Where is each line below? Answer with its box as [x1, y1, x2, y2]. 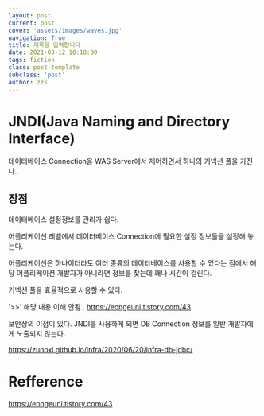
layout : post [8, 11, 52, 20]
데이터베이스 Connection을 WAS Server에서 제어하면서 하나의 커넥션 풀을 [8, 157, 239, 166]
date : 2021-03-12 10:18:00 [8, 49, 98, 56]
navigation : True [8, 33, 66, 42]
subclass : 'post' [8, 71, 66, 79]
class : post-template [8, 64, 80, 72]
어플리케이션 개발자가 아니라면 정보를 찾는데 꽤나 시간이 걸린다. [16, 268, 212, 278]
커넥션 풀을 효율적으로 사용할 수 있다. [8, 286, 123, 295]
